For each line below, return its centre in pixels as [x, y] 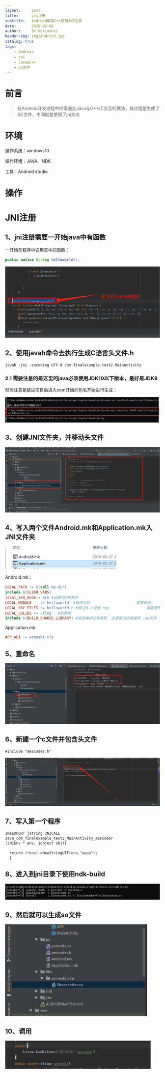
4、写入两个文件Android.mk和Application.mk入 [79, 527]
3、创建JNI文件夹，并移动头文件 [55, 438]
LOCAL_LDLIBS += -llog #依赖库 [38, 613]
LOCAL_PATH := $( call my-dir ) [36, 587]
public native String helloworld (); [42, 260]
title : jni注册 [25, 15]
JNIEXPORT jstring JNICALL [33, 833]
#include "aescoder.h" [28, 752]
